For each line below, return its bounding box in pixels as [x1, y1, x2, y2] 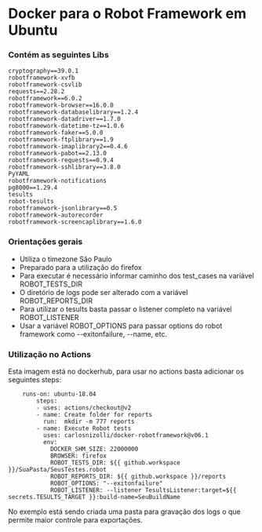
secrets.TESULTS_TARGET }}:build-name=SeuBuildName [8, 494, 180, 501]
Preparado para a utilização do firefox [19, 262, 143, 271]
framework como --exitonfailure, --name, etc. [19, 329, 167, 338]
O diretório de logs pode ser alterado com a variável [19, 287, 188, 297]
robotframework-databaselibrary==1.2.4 [8, 108, 139, 116]
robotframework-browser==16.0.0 [8, 101, 114, 110]
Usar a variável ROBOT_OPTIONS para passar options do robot [19, 321, 223, 330]
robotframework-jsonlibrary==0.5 [8, 205, 118, 213]
